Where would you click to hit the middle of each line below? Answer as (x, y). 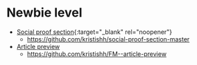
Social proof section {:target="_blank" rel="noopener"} (94, 32)
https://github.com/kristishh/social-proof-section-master (108, 39)
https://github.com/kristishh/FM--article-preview (97, 54)
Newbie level (44, 13)
